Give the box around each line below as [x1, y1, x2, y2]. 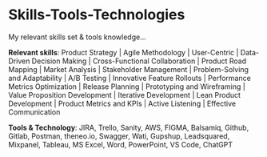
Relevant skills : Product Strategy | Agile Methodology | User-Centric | [8, 47, 239, 57]
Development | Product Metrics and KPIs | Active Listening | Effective [8, 99, 237, 108]
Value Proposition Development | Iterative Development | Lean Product [8, 90, 241, 99]
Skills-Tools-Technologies [8, 6, 185, 24]
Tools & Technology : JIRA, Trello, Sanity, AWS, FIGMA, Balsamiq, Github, [8, 123, 249, 132]
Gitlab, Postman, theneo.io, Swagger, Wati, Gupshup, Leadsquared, [8, 131, 230, 141]
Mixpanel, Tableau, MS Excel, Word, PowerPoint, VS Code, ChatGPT [8, 139, 233, 149]
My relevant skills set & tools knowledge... [8, 32, 146, 42]
